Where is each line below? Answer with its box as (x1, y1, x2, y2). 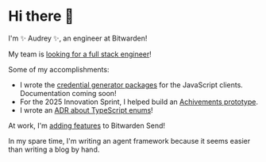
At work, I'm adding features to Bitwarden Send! (8, 121, 165, 130)
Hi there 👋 (8, 7, 74, 25)
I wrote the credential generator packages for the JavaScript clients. (19, 79, 244, 90)
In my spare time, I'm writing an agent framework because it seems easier (8, 136, 251, 145)
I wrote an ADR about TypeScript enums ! (19, 105, 153, 114)
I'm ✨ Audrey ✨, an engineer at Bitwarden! (8, 33, 148, 43)
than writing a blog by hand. (8, 145, 100, 154)
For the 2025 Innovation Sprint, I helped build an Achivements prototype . (19, 97, 258, 106)
